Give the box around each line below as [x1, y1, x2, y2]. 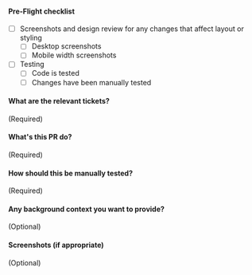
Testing [19, 60, 45, 69]
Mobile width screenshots [31, 50, 117, 60]
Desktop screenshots [31, 41, 102, 51]
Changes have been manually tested [31, 77, 152, 87]
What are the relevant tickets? [8, 96, 110, 106]
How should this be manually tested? [8, 168, 134, 178]
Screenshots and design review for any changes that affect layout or [19, 24, 244, 33]
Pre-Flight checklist [8, 6, 76, 16]
